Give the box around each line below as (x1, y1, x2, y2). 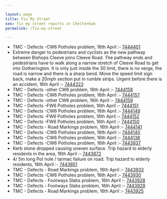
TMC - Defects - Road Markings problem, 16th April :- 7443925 (12, 188, 144, 194)
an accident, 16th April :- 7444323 (12, 81, 84, 87)
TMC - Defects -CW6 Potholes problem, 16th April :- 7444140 (12, 129, 141, 136)
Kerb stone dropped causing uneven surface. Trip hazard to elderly (12, 145, 152, 151)
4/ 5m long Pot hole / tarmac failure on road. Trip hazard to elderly (12, 156, 150, 162)
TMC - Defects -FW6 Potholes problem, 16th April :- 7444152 (12, 114, 140, 120)
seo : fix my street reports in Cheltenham (5, 21, 96, 26)
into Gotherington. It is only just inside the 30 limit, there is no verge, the (12, 65, 162, 71)
